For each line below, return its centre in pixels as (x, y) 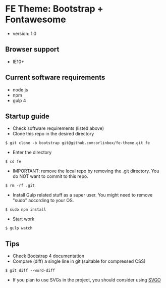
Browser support (32, 49)
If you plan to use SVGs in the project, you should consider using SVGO (87, 280)
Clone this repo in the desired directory (53, 134)
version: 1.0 (24, 33)
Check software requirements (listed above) (58, 128)
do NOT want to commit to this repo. (50, 176)
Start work (23, 219)
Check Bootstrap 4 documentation (48, 256)
